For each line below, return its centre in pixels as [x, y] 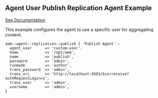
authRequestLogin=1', [27, 78]
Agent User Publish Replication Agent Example [79, 8]
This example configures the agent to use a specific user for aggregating [79, 30]
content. [14, 34]
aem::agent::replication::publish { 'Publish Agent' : [63, 44]
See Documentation [25, 20]
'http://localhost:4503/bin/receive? [90, 74]
